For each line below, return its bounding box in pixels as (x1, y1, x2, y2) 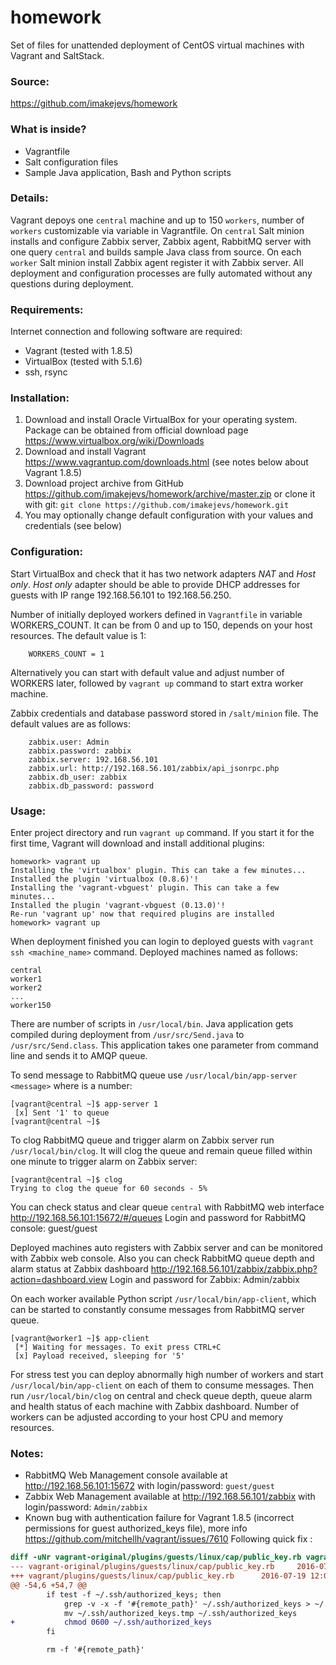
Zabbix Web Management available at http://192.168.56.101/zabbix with (24, 1491, 316, 1503)
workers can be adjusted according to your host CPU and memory (10, 1411, 284, 1423)
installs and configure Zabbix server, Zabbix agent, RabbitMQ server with (10, 235, 312, 247)
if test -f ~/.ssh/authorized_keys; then (46, 1589, 222, 1600)
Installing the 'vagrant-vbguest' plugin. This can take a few (10, 883, 280, 893)
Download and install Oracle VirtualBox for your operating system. (24, 414, 298, 426)
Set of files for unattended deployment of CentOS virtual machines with (10, 39, 305, 51)
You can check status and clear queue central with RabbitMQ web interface (10, 1201, 325, 1213)
